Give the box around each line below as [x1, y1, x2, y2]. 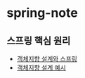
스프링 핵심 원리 [6, 34, 71, 46]
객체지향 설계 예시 [16, 63, 66, 72]
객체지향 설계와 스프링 [16, 55, 78, 63]
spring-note [6, 5, 78, 21]
